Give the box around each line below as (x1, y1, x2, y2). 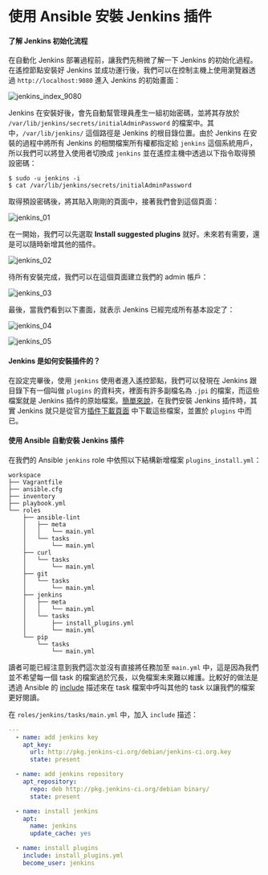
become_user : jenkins (22, 859, 95, 867)
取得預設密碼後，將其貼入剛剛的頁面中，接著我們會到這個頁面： (8, 196, 219, 206)
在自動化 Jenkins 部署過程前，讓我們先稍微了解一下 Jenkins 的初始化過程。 (8, 56, 258, 65)
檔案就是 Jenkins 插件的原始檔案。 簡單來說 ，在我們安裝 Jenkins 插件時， (8, 395, 251, 405)
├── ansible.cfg (8, 485, 63, 493)
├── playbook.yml (8, 499, 67, 507)
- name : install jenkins (15, 807, 99, 815)
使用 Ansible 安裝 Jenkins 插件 (8, 7, 213, 26)
